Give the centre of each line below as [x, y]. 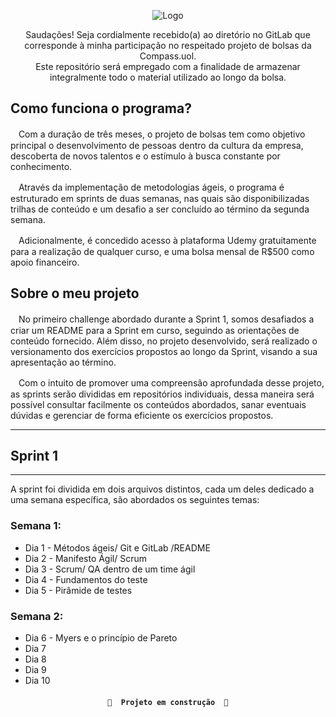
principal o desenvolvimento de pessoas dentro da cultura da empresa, [157, 145]
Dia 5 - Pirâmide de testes [78, 590]
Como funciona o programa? [101, 108]
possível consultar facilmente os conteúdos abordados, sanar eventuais [158, 404]
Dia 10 [37, 681]
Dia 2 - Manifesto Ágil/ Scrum [86, 558]
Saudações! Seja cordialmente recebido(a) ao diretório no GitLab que [168, 34]
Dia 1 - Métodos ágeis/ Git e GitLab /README [117, 547]
